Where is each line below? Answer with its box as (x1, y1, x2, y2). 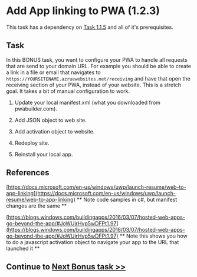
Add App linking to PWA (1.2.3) (6, 4, 160, 18)
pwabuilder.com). (14, 105, 58, 112)
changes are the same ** (6, 202, 67, 209)
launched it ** (6, 245, 40, 252)
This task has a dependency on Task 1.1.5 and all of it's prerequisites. (6, 24, 174, 31)
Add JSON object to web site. (14, 116, 87, 124)
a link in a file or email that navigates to (6, 69, 101, 76)
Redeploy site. (14, 139, 50, 146)
